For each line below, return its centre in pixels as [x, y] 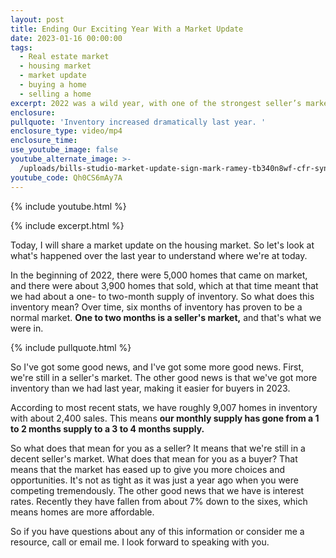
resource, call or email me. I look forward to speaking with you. [140, 542]
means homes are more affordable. [82, 512]
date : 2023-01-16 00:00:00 [66, 38]
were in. [27, 328]
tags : [21, 47]
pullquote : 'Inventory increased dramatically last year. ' [138, 122]
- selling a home [55, 94]
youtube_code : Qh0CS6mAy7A [66, 177]
